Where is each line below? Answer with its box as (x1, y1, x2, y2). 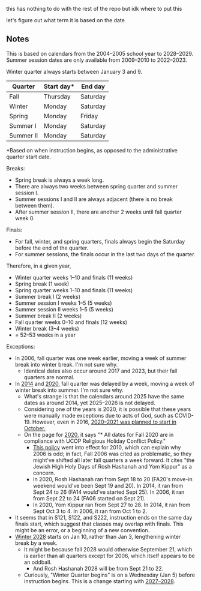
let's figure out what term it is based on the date (6, 17, 125, 23)
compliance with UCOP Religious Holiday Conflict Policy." (23, 437, 166, 445)
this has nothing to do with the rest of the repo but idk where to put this (6, 5, 182, 12)
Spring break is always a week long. (14, 176, 104, 184)
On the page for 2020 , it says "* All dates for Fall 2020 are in (23, 431, 174, 438)
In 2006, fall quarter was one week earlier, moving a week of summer (14, 354, 187, 362)
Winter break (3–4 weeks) (14, 325, 79, 332)
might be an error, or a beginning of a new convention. (14, 526, 150, 533)
